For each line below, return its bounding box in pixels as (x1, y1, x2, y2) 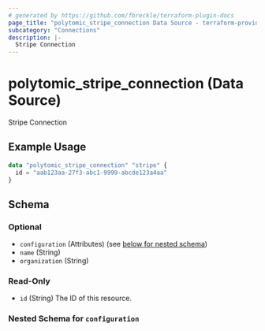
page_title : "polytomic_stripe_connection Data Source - (8, 19, 200, 27)
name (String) (19, 247, 61, 257)
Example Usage (8, 140, 87, 154)
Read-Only (8, 276, 51, 287)
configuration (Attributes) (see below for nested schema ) (19, 240, 207, 249)
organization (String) (19, 256, 89, 266)
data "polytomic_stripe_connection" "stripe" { (8, 161, 168, 169)
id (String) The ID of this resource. (19, 293, 132, 303)
